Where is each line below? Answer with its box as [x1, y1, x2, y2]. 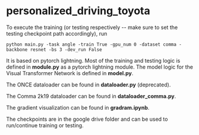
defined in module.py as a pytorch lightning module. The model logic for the [6, 63, 193, 70]
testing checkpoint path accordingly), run [6, 30, 108, 37]
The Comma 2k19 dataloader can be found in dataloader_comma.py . [6, 92, 176, 99]
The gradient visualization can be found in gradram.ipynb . [6, 104, 150, 111]
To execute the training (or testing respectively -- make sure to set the [6, 24, 178, 31]
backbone [6, 46, 28, 53]
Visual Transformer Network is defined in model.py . [6, 69, 134, 76]
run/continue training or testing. [6, 121, 84, 128]
